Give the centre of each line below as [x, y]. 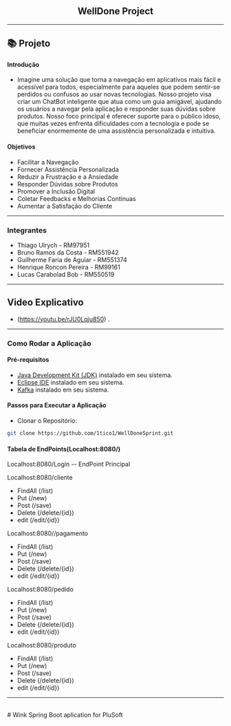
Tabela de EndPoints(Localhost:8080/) [64, 449]
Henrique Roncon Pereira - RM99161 [68, 267]
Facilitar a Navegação [48, 162]
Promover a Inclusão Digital [56, 191]
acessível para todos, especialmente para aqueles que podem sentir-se [118, 87]
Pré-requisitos [28, 360]
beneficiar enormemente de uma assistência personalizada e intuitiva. [116, 131]
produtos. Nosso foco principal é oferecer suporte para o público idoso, [119, 116]
